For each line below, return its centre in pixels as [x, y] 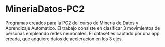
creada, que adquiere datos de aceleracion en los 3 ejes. [64, 39]
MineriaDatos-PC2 [45, 9]
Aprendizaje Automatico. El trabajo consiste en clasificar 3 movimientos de [83, 28]
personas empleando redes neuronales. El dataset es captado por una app [82, 33]
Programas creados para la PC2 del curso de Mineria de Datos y [72, 23]
